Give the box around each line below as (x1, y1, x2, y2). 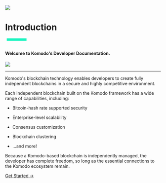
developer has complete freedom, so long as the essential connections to (5, 158, 155, 164)
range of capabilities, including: (5, 95, 69, 101)
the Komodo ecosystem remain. (5, 163, 70, 169)
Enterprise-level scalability (12, 114, 67, 120)
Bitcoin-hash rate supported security (12, 105, 87, 110)
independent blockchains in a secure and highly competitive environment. (5, 80, 156, 86)
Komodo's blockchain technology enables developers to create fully (5, 75, 144, 81)
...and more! (12, 143, 37, 149)
